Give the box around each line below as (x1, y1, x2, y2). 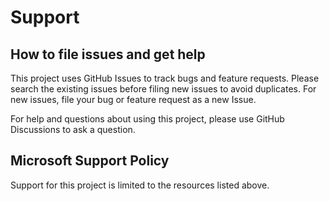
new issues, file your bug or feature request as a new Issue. (10, 94, 257, 105)
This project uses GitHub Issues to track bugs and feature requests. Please (10, 72, 320, 84)
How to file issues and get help (10, 46, 206, 63)
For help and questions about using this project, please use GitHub (10, 113, 285, 125)
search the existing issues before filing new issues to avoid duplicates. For (10, 83, 317, 95)
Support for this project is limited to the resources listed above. (10, 179, 270, 191)
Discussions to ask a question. (10, 124, 136, 135)
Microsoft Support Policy (10, 152, 170, 170)
